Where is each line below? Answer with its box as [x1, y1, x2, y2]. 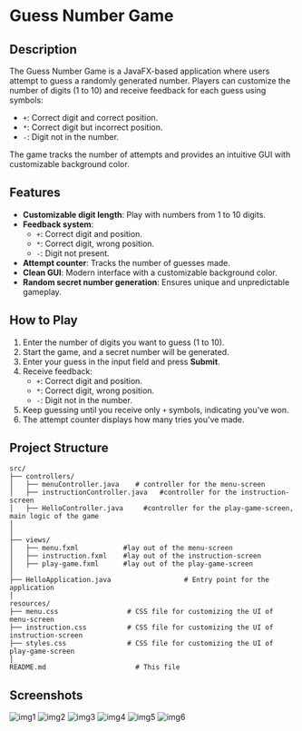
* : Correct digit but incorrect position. [22, 122, 163, 133]
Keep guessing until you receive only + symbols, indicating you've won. [22, 404, 289, 415]
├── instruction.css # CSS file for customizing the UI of [9, 623, 274, 632]
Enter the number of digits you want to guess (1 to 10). [22, 337, 225, 348]
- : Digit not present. [35, 247, 111, 259]
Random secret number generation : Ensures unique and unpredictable [22, 276, 290, 287]
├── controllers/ [9, 472, 75, 481]
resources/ [9, 599, 51, 608]
